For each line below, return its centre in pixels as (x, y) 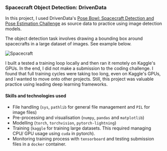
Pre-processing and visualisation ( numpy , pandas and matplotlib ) (78, 117)
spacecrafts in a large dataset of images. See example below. (68, 44)
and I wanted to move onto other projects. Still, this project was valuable (79, 79)
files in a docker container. (39, 144)
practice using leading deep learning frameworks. (56, 84)
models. (13, 29)
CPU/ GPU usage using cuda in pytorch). (54, 133)
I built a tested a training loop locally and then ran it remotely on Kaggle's (80, 63)
